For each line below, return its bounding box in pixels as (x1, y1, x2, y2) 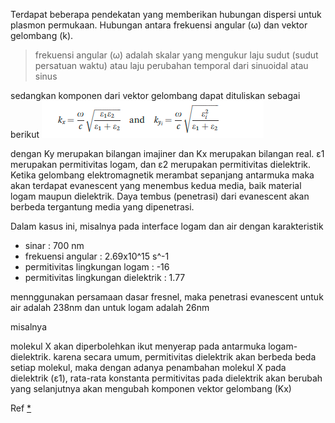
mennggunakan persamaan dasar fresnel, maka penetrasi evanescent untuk (10, 291, 324, 303)
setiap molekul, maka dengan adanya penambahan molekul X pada (10, 362, 287, 373)
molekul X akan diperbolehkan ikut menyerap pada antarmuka (10, 340, 267, 352)
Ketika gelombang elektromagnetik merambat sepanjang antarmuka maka (10, 169, 315, 181)
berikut (10, 129, 40, 140)
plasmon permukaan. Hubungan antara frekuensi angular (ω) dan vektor (10, 19, 308, 31)
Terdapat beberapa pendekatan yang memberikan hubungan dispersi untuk (10, 9, 322, 20)
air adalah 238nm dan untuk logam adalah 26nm (10, 302, 210, 313)
